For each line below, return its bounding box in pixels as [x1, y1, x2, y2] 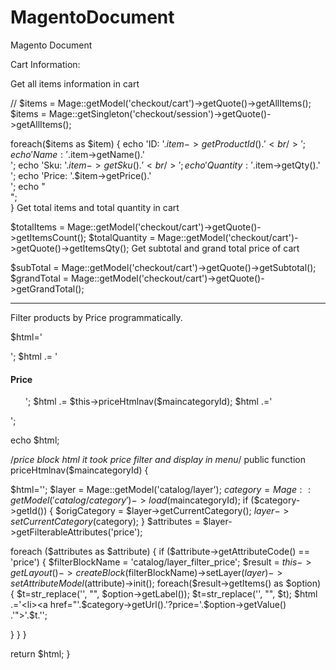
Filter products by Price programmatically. [10, 311, 183, 323]
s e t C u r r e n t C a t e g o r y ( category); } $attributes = [10, 516, 201, 528]
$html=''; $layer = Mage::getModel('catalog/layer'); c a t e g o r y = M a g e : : [10, 484, 312, 496]
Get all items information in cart [10, 77, 140, 90]
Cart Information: [10, 58, 81, 70]
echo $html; [10, 434, 60, 446]
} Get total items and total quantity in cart [10, 201, 180, 213]
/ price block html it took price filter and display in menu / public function [10, 454, 306, 466]
